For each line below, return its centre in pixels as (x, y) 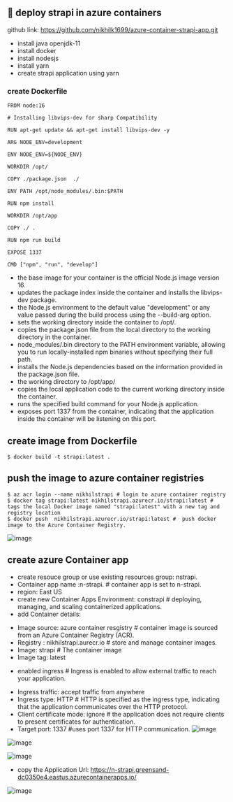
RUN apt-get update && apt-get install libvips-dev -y (89, 130)
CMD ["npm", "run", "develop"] (53, 265)
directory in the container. (54, 337)
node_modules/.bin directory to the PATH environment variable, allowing (121, 345)
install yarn (33, 65)
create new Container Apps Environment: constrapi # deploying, (110, 599)
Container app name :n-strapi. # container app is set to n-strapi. (109, 584)
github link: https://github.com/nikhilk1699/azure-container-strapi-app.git (113, 29)
